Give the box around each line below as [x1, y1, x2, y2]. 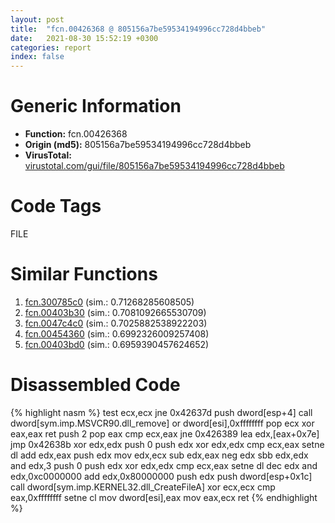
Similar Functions [10, 263, 158, 286]
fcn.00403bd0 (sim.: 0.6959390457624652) [24, 338, 210, 350]
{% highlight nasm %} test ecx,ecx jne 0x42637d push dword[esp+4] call [10, 406, 313, 418]
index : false [10, 52, 65, 62]
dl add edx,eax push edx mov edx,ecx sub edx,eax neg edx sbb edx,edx [10, 449, 309, 461]
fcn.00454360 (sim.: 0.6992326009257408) [24, 327, 210, 340]
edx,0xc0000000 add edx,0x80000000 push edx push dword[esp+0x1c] [10, 470, 313, 482]
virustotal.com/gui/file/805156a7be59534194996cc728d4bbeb [24, 160, 285, 172]
